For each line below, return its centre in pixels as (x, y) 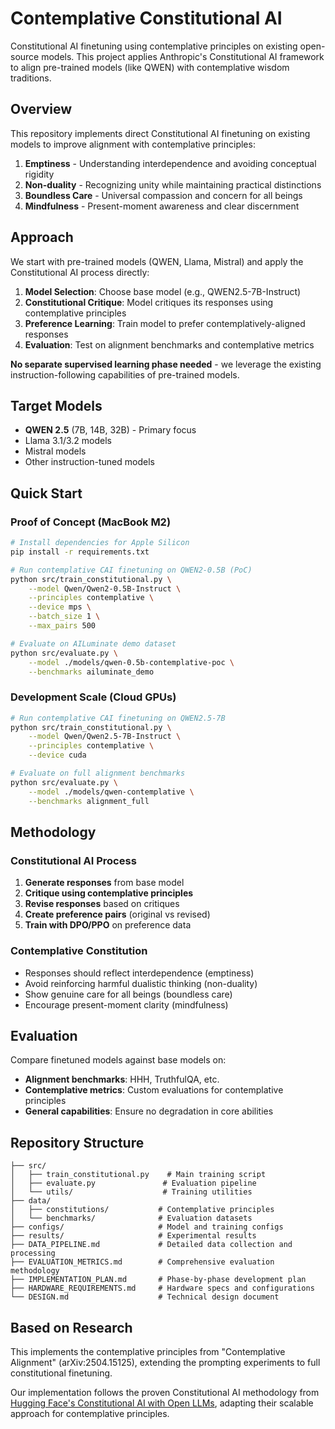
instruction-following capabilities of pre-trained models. (125, 374)
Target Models (56, 405)
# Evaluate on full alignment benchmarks (98, 773)
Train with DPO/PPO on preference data (108, 925)
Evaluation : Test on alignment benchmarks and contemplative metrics (169, 344)
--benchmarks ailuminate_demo (91, 672)
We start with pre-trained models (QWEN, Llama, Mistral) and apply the (157, 261)
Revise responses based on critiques (102, 904)
